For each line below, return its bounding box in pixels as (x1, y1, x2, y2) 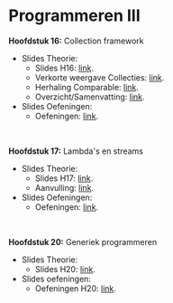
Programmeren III (8, 5, 141, 26)
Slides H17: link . (34, 173, 94, 184)
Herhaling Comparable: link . (34, 81, 139, 92)
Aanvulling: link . (34, 182, 95, 193)
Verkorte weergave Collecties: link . (34, 71, 165, 82)
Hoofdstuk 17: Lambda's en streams (8, 146, 143, 156)
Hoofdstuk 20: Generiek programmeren (8, 236, 158, 247)
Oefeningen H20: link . (34, 282, 116, 294)
